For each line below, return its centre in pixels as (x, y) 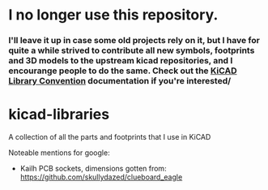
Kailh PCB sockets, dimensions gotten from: (94, 169)
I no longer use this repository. (113, 15)
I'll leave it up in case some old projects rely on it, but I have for (134, 41)
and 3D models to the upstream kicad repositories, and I (121, 61)
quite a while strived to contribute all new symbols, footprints (132, 50)
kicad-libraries (59, 114)
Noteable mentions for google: (60, 153)
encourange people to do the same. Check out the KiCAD (123, 71)
